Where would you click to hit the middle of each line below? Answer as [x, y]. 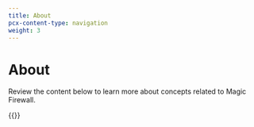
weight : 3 [25, 30]
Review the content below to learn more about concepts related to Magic [127, 91]
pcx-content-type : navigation [58, 23]
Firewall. [22, 100]
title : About [30, 15]
